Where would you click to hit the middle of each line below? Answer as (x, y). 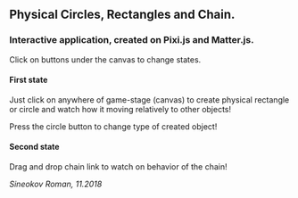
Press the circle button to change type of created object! (113, 126)
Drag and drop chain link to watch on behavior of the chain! (118, 167)
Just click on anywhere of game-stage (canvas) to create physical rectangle (149, 99)
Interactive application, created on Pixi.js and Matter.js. (132, 40)
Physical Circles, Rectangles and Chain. (122, 15)
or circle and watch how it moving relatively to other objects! (120, 109)
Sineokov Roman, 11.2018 (56, 184)
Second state (34, 147)
